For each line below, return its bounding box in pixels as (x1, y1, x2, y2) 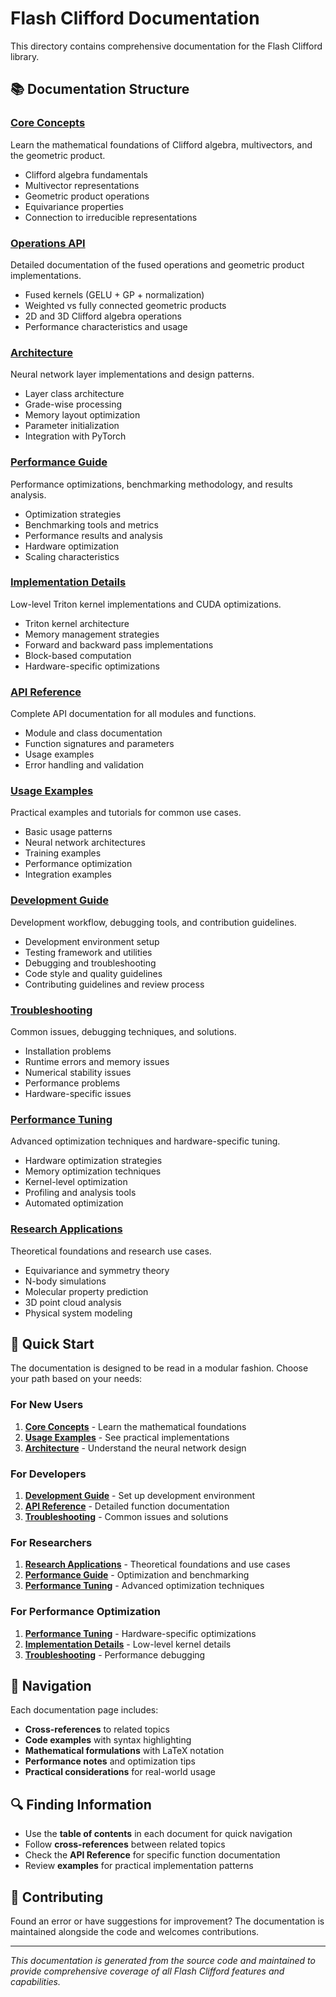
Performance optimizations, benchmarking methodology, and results (10, 478, 293, 490)
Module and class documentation (24, 727, 163, 739)
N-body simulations (24, 1275, 107, 1287)
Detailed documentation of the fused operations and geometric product (10, 258, 305, 271)
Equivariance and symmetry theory (24, 1264, 170, 1276)
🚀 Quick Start (10, 1335, 95, 1352)
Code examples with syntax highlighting (24, 1734, 192, 1746)
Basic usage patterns (24, 826, 113, 838)
